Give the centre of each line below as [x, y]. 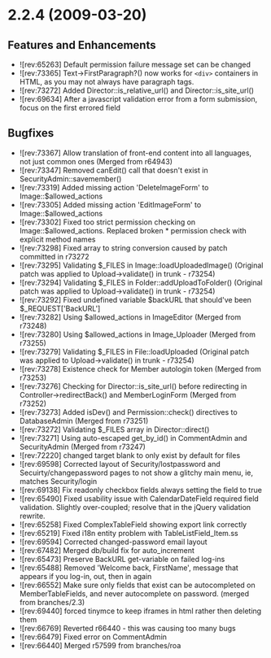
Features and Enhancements [82, 45]
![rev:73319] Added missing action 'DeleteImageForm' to [114, 187]
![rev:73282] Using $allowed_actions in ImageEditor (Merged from [130, 317]
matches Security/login [58, 481]
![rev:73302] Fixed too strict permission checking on [107, 222]
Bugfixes [31, 133]
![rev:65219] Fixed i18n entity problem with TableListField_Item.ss [129, 533]
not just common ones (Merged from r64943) [96, 161]
